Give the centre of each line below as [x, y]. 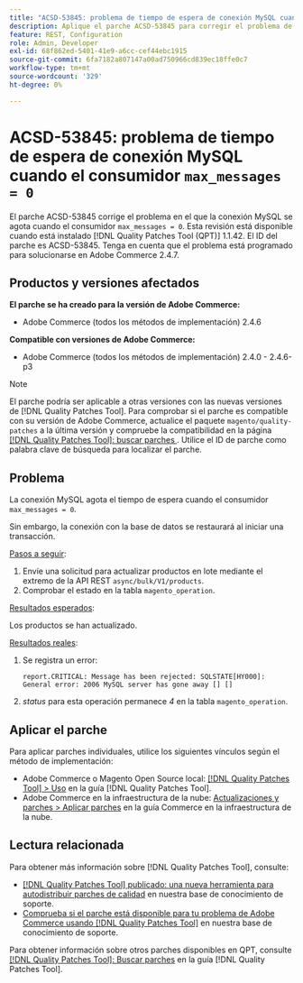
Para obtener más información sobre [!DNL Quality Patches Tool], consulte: [149, 867]
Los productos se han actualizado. [73, 625]
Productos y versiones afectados [105, 283]
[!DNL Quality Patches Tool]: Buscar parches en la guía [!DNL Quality [138, 959]
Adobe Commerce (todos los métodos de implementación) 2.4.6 [142, 322]
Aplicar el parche [59, 730]
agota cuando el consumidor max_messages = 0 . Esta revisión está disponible [151, 225]
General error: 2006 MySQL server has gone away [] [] [128, 685]
